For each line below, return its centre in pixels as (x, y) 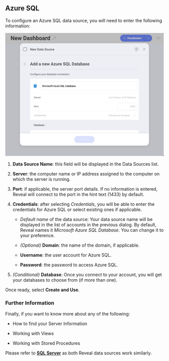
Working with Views (33, 334)
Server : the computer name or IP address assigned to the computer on (86, 174)
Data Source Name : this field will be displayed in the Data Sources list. (86, 164)
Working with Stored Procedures (46, 343)
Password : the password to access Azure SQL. (69, 265)
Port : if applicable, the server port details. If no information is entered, (85, 189)
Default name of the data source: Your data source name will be (86, 219)
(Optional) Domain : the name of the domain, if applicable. (80, 245)
